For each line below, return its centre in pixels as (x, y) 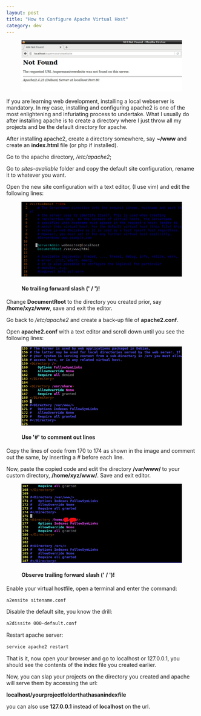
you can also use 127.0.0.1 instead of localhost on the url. (78, 707)
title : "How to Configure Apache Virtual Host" (68, 19)
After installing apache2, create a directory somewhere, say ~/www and (97, 139)
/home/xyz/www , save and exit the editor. (60, 308)
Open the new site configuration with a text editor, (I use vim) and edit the (98, 186)
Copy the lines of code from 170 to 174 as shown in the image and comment (101, 451)
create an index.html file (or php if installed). (62, 145)
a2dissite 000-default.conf (42, 623)
